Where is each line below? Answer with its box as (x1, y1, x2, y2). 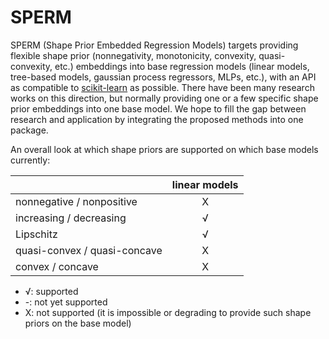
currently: (10, 154, 51, 166)
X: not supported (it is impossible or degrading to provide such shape (24, 306, 312, 318)
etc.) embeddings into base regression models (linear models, (54, 60, 310, 72)
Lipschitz (15, 227, 58, 241)
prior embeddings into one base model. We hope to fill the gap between (10, 102, 307, 115)
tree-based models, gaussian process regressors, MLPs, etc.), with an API (10, 71, 317, 83)
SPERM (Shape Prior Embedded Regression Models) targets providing (10, 39, 299, 51)
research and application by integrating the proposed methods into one (10, 113, 304, 125)
